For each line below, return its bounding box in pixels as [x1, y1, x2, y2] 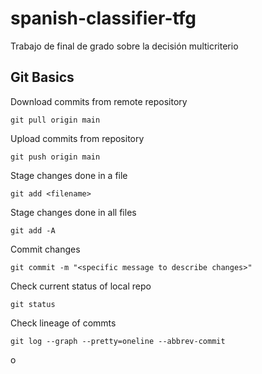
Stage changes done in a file [10, 169, 128, 181]
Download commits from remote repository [10, 95, 188, 107]
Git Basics [10, 69, 75, 86]
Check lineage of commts [10, 317, 117, 329]
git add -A [10, 225, 56, 236]
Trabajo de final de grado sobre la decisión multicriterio [10, 40, 239, 52]
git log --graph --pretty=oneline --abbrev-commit [10, 336, 226, 346]
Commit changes [10, 243, 81, 255]
